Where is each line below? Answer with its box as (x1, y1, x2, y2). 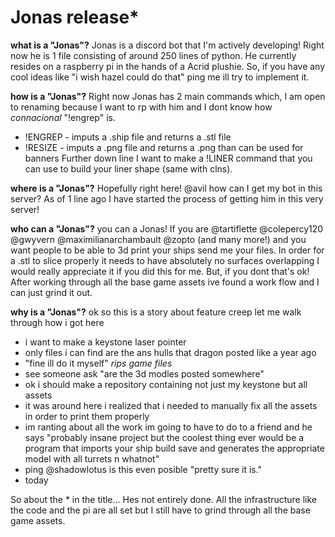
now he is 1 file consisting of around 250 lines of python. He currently (10, 49, 297, 61)
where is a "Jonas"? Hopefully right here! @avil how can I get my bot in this (10, 182, 323, 194)
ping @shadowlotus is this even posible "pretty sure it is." (24, 463, 263, 475)
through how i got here (10, 316, 105, 328)
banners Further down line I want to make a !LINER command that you (24, 152, 313, 164)
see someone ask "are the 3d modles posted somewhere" (24, 367, 265, 380)
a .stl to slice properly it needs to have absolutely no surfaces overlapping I (10, 254, 320, 266)
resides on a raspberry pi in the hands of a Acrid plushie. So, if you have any (10, 60, 326, 72)
